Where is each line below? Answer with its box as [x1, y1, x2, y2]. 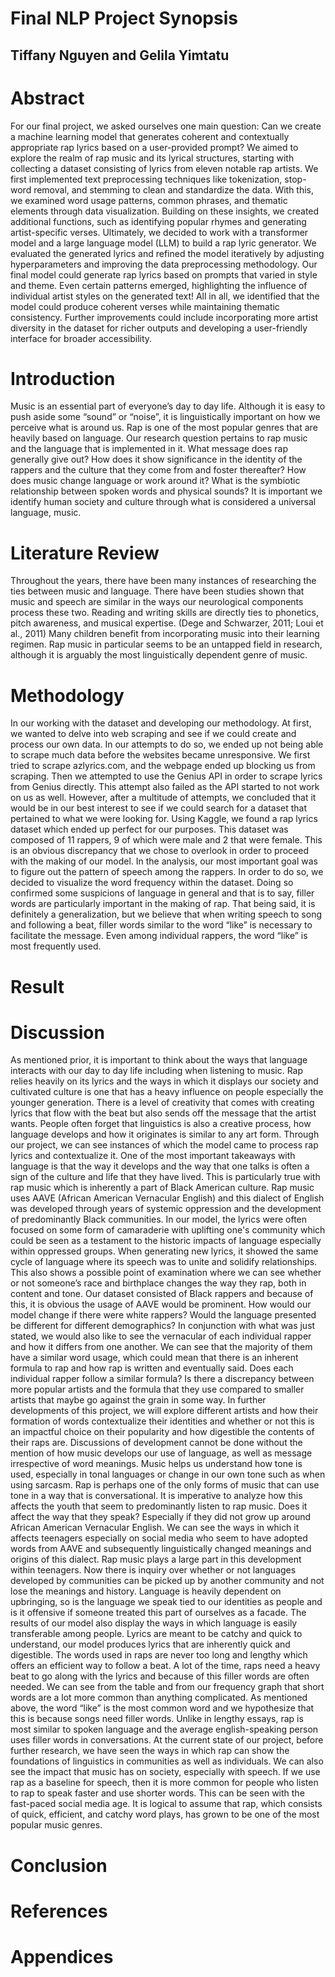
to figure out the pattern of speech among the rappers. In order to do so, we [10, 866, 324, 878]
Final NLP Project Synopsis [10, 7, 238, 30]
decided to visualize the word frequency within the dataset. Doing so [10, 877, 294, 889]
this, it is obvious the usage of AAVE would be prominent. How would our [10, 1298, 312, 1311]
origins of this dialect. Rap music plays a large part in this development [10, 1553, 302, 1566]
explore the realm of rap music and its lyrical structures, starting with [10, 152, 295, 164]
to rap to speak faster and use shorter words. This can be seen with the [10, 1787, 305, 1799]
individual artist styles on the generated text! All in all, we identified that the [10, 290, 320, 302]
